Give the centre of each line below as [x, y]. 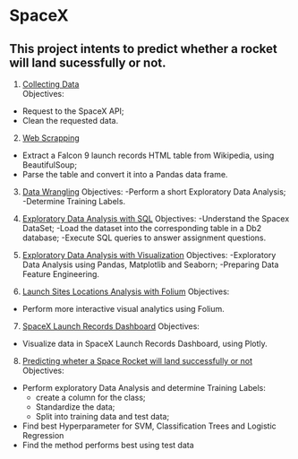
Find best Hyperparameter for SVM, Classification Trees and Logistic [149, 426]
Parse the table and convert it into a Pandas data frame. [125, 174]
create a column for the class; [90, 397]
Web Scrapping [51, 138]
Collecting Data [51, 84]
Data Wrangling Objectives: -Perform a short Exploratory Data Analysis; [154, 192]
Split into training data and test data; [102, 416]
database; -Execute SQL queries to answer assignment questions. [144, 238]
